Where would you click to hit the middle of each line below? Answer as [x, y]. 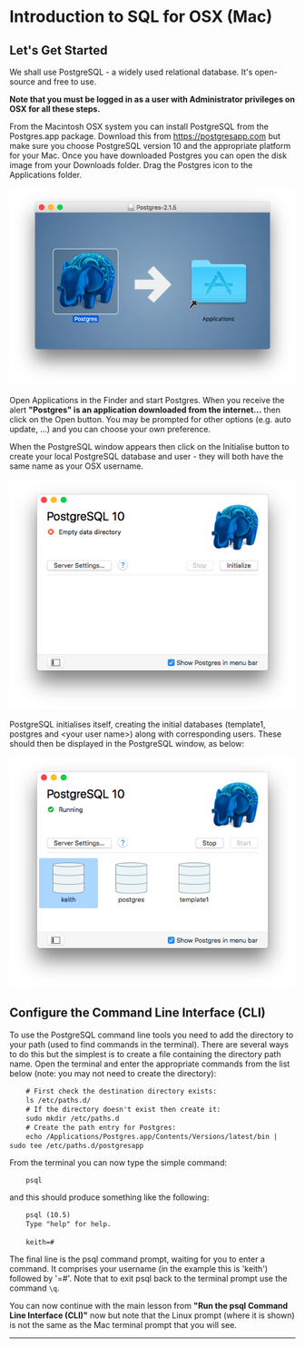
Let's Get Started [59, 50]
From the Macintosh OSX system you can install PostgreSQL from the [139, 126]
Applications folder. [46, 175]
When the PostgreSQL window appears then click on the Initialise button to [149, 446]
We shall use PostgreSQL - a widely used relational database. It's [131, 72]
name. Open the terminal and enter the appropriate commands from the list [150, 1064]
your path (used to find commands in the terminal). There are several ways [149, 1044]
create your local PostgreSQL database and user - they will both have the [147, 456]
